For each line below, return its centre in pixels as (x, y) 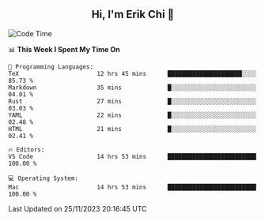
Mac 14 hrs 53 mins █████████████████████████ (132, 187)
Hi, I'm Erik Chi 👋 (133, 15)
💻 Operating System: (44, 178)
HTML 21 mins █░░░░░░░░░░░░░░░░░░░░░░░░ (132, 129)
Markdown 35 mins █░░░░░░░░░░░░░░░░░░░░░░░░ (132, 88)
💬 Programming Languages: (51, 67)
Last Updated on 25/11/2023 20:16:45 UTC (78, 208)
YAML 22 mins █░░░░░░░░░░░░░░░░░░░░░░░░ (132, 115)
